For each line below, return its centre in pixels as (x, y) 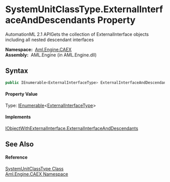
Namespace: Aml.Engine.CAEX (38, 49)
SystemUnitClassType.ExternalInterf (84, 9)
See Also (19, 144)
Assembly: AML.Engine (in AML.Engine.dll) (51, 55)
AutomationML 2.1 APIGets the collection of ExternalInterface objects (77, 34)
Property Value (22, 94)
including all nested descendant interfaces (50, 40)
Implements (18, 117)
